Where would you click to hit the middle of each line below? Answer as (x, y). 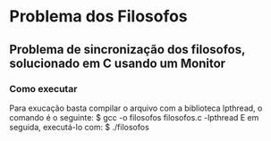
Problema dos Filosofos (98, 17)
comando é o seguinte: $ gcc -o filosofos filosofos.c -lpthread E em (134, 117)
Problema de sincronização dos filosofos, (127, 50)
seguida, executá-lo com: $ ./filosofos (79, 127)
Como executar (43, 88)
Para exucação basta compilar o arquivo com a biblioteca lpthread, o (136, 108)
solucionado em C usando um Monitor (118, 63)
